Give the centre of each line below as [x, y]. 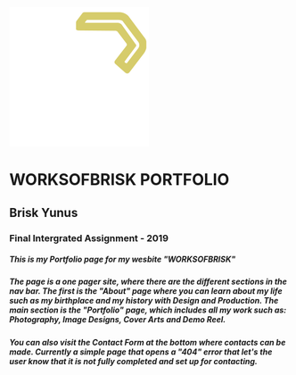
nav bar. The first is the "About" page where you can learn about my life [146, 291]
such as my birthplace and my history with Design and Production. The [144, 301]
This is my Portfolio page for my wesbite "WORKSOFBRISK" [123, 259]
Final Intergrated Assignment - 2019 [89, 237]
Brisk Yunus [44, 212]
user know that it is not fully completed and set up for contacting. [134, 361]
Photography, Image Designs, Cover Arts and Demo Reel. [118, 320]
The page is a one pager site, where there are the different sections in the [148, 282]
